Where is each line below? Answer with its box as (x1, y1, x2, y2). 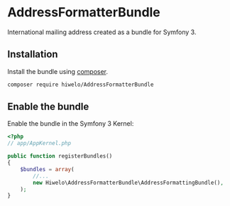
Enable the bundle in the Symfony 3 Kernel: (7, 119, 134, 128)
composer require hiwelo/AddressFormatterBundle (7, 81, 154, 88)
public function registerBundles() (7, 153, 113, 160)
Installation (7, 48, 58, 60)
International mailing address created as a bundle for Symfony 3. (7, 28, 197, 36)
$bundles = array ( (20, 166, 75, 173)
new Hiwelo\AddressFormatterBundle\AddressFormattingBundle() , (33, 179, 224, 186)
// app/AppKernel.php (7, 140, 72, 147)
